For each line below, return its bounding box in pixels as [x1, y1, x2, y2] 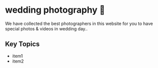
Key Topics [5, 40, 40, 48]
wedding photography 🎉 [5, 4, 105, 16]
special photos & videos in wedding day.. [5, 25, 88, 31]
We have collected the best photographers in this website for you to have [5, 21, 153, 26]
